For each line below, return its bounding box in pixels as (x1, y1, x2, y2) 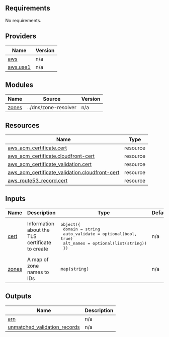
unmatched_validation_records (8, 323, 80, 330)
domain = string (62, 226, 101, 232)
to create (27, 245, 49, 252)
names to (27, 269, 49, 276)
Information (27, 220, 54, 227)
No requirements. (5, 17, 42, 23)
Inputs (5, 194, 26, 203)
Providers (5, 32, 37, 41)
